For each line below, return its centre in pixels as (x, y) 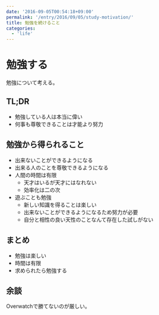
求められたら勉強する (41, 270)
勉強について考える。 (32, 83)
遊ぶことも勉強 (33, 197)
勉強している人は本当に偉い (49, 116)
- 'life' (22, 34)
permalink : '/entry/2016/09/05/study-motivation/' (70, 17)
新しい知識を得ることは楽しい (60, 204)
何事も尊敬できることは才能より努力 (59, 124)
